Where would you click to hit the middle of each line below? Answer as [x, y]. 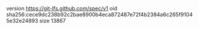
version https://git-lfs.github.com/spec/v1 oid [62, 8]
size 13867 [53, 21]
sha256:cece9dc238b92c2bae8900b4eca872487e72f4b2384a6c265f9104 [99, 14]
